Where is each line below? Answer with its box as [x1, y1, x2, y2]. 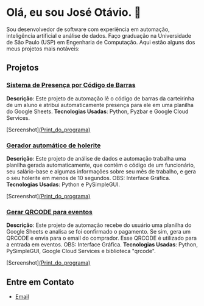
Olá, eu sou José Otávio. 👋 [6, 5, 141, 19]
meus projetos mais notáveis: [6, 45, 80, 52]
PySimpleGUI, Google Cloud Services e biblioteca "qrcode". [6, 248, 157, 255]
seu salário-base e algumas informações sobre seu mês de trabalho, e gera [6, 167, 196, 175]
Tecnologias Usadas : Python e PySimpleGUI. [6, 181, 121, 188]
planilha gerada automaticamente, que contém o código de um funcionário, [6, 161, 195, 169]
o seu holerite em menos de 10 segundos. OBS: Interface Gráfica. [6, 174, 171, 181]
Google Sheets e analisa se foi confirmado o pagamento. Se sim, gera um [6, 228, 191, 235]
